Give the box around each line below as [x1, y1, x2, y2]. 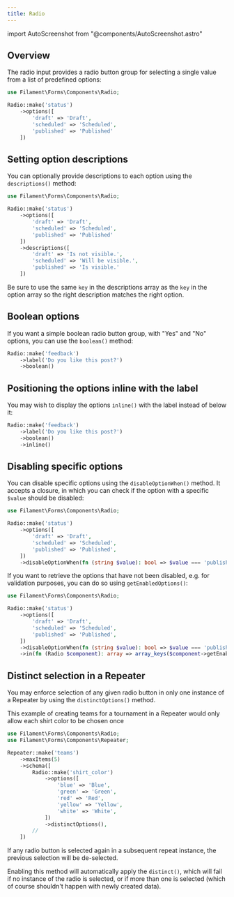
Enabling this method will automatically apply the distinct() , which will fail [7, 867, 223, 876]
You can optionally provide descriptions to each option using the [7, 172, 193, 180]
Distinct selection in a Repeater [7, 669, 146, 681]
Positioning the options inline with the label [7, 382, 198, 394]
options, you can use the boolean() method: [7, 336, 134, 345]
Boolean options [7, 311, 80, 323]
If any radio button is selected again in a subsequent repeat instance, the [7, 846, 217, 855]
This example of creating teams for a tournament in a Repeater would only [7, 709, 221, 718]
